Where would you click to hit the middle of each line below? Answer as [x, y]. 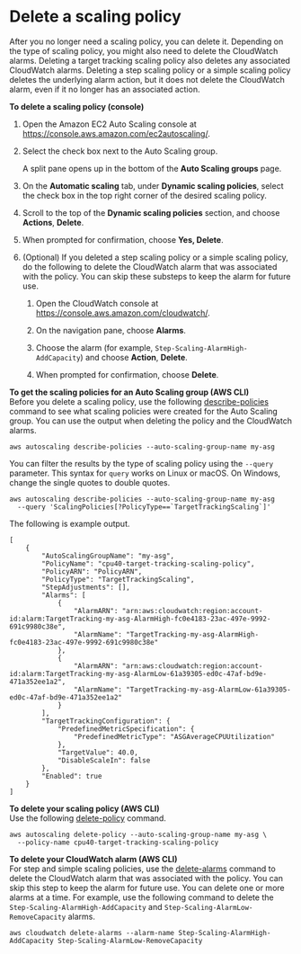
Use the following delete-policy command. [88, 818]
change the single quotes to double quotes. [90, 482]
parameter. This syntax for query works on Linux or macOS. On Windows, [145, 473]
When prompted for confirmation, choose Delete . [127, 374]
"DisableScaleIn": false [104, 760]
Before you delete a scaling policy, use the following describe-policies [139, 401]
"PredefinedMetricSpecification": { [126, 729]
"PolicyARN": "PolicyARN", [92, 571]
